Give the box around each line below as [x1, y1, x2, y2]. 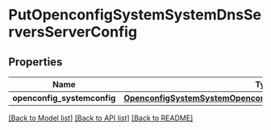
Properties [8, 55, 63, 69]
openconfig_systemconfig [12, 93, 116, 103]
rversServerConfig [8, 23, 138, 41]
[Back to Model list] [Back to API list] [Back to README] [8, 113, 194, 123]
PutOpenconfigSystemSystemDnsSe [8, 6, 262, 24]
